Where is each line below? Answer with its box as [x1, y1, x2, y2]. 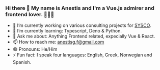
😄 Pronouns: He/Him [12, 46, 58, 52]
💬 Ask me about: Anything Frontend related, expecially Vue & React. [12, 33, 155, 40]
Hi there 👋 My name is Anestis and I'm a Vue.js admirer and [5, 5, 154, 12]
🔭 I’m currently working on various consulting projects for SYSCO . [12, 22, 151, 28]
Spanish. [12, 59, 32, 65]
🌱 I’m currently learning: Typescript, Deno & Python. [12, 28, 122, 34]
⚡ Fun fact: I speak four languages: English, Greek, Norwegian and [12, 52, 152, 58]
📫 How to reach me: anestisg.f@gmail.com [12, 39, 104, 45]
